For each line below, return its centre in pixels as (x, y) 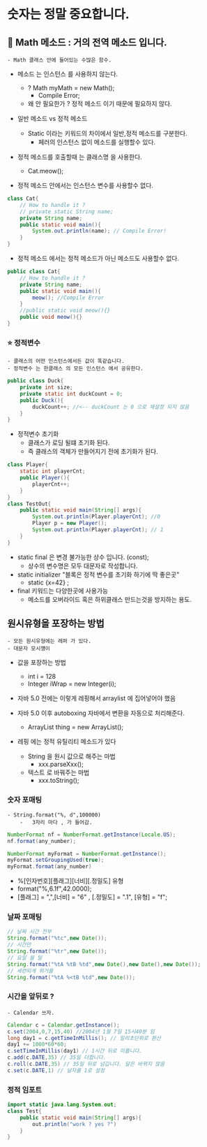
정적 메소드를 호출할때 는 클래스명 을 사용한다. (80, 157)
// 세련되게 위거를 (30, 971)
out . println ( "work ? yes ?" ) (75, 1124)
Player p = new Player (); (70, 524)
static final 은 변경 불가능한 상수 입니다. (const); (83, 557)
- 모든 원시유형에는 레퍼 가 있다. (49, 641)
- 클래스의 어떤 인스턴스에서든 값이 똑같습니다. (66, 361)
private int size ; (46, 388)
